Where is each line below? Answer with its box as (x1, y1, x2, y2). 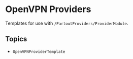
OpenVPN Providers (5, 4, 91, 15)
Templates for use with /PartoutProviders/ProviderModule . (5, 20, 128, 26)
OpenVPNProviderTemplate (12, 49, 65, 54)
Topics (5, 35, 27, 43)
